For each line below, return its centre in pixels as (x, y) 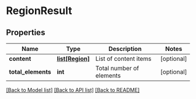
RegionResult (39, 11)
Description (125, 49)
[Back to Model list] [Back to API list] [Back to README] (73, 90)
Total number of (117, 68)
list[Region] (73, 59)
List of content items (123, 59)
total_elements (30, 72)
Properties (26, 33)
